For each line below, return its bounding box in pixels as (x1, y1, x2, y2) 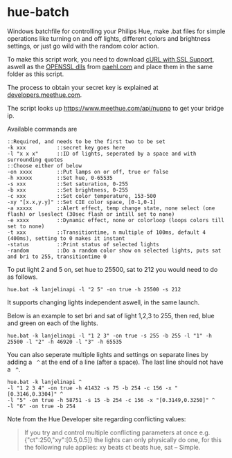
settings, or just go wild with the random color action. (7, 42, 159, 50)
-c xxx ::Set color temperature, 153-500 (7, 192, 157, 199)
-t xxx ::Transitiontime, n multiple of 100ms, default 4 (7, 229, 206, 236)
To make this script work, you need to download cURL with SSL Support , (7, 55, 215, 63)
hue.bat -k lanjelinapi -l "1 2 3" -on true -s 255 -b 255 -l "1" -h (7, 332, 213, 339)
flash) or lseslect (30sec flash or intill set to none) (7, 210, 175, 218)
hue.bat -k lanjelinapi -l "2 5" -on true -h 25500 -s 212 (7, 286, 181, 293)
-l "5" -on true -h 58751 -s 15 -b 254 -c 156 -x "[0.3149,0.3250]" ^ (7, 396, 215, 403)
